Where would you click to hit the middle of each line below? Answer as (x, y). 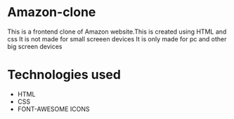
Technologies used (64, 75)
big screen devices (35, 46)
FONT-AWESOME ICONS (53, 108)
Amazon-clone (52, 12)
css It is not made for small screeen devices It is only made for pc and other (117, 38)
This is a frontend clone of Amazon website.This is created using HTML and (117, 31)
